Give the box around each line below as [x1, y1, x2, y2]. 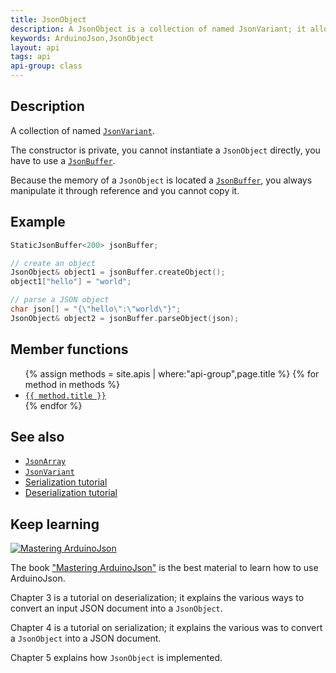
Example [10, 214, 66, 231]
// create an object [10, 258, 97, 268]
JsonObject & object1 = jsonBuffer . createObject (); [10, 267, 226, 278]
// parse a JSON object [10, 295, 110, 305]
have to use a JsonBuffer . [10, 154, 116, 166]
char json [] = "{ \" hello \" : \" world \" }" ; [10, 304, 182, 314]
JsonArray [24, 457, 67, 467]
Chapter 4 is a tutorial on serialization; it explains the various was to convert [10, 622, 323, 634]
